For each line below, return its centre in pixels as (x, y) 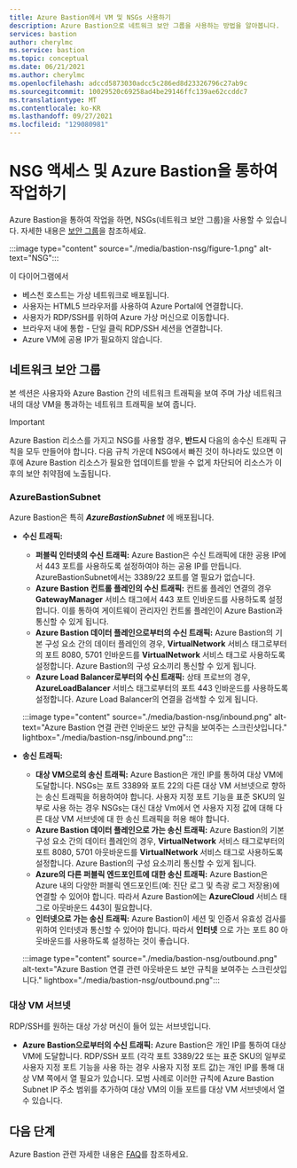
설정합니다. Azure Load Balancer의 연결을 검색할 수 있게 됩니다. (147, 699)
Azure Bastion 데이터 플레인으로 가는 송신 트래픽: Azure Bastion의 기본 (160, 830)
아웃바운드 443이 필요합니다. (102, 908)
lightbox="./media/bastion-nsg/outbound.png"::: (132, 980)
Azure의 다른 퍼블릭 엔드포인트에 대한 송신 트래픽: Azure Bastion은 (152, 874)
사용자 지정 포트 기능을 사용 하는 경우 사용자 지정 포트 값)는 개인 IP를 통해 (148, 1067)
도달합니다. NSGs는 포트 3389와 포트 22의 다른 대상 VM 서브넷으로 (152, 786)
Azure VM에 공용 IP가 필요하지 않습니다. (92, 339)
